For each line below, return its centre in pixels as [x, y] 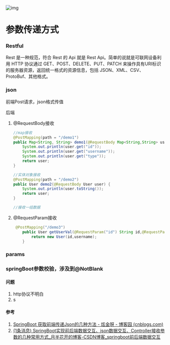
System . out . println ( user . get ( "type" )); [64, 156]
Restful [15, 46]
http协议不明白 [28, 294]
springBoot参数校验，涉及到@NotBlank [54, 269]
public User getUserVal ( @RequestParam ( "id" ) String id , [82, 232]
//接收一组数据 [27, 207]
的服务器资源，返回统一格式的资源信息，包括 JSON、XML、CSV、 [75, 70]
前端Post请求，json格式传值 [35, 102]
